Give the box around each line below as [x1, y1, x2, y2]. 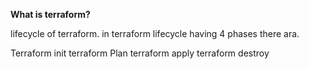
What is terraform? [10, 9, 91, 20]
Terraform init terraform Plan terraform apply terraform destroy [10, 47, 270, 59]
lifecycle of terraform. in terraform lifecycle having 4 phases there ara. [10, 28, 300, 39]
